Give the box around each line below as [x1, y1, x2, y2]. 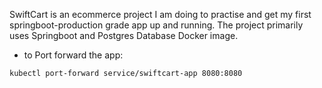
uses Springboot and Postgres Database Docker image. [9, 30, 239, 41]
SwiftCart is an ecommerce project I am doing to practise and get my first [9, 9, 312, 20]
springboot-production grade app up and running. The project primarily [9, 19, 304, 31]
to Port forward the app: [23, 49, 124, 61]
